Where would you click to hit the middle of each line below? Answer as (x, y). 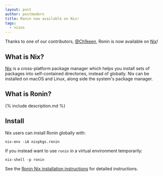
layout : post (18, 9)
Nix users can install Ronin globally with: (45, 133)
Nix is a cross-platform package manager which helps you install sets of (77, 68)
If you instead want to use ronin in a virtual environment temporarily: (74, 151)
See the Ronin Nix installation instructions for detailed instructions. (72, 169)
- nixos (17, 28)
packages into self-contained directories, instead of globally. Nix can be (77, 73)
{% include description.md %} (35, 106)
